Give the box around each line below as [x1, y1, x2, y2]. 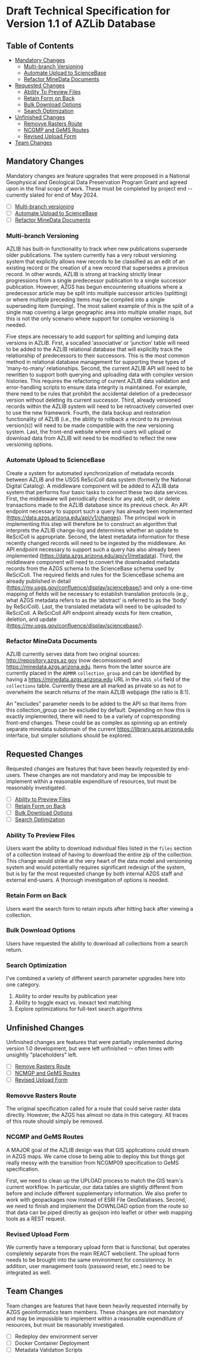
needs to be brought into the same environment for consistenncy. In [6, 1256, 173, 1263]
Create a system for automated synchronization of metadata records [6, 469, 174, 476]
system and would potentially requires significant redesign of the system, [6, 864, 186, 871]
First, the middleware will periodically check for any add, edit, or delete [6, 495, 180, 502]
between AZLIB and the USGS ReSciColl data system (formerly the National [6, 476, 192, 483]
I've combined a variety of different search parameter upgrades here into [6, 975, 186, 982]
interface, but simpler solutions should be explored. [6, 731, 133, 739]
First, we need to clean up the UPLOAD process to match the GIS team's [6, 1177, 183, 1184]
